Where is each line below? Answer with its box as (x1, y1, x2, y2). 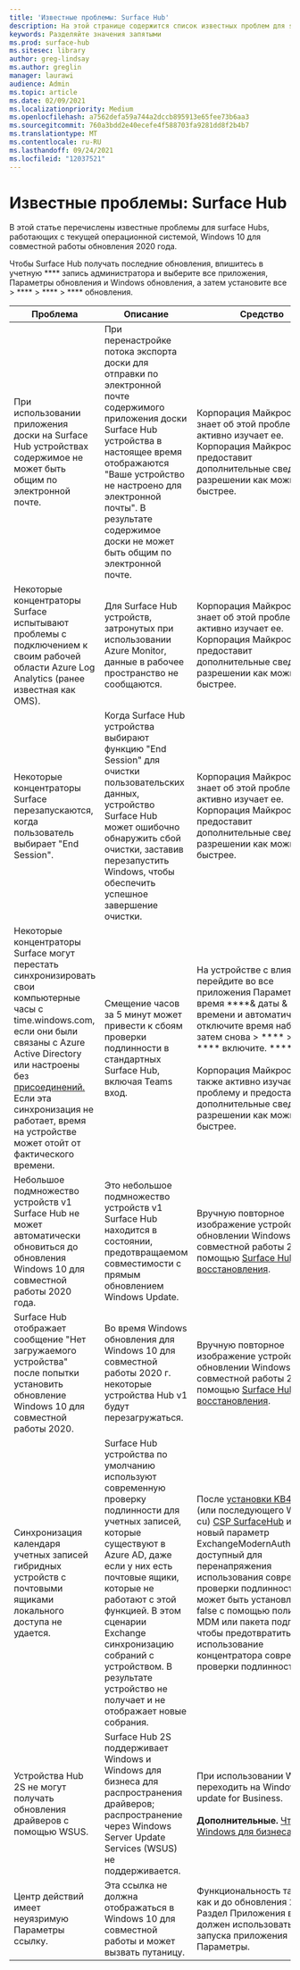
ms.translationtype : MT (9, 129, 98, 138)
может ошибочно (104, 821, 180, 833)
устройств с (13, 1571, 67, 1583)
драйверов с (13, 1815, 70, 1827)
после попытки (13, 1367, 79, 1380)
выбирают (104, 731, 150, 744)
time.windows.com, (13, 1014, 96, 1027)
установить (13, 1378, 64, 1390)
